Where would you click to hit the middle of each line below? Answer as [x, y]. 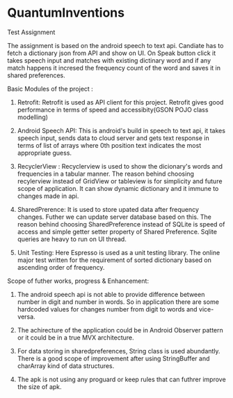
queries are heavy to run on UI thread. [72, 239]
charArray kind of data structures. [66, 366]
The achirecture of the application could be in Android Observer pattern [120, 330]
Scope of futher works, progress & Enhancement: [78, 281]
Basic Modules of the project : [50, 89]
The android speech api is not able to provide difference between [111, 294]
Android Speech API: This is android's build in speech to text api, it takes [121, 130]
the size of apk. [39, 386]
